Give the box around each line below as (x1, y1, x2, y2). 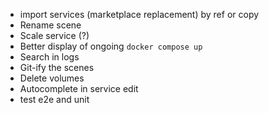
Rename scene (19, 19, 82, 31)
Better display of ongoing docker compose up (19, 40, 203, 52)
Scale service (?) (19, 30, 90, 41)
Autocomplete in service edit (19, 83, 139, 94)
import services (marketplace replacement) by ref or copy (19, 9, 260, 20)
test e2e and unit (19, 94, 90, 105)
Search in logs (19, 51, 80, 63)
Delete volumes (19, 72, 85, 84)
